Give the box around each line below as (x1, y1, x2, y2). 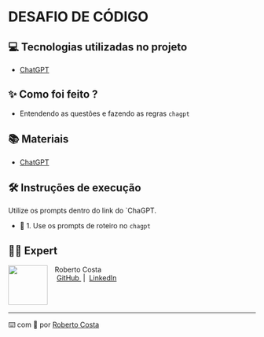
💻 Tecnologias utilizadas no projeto (8, 40, 188, 54)
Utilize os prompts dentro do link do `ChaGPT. (8, 206, 157, 216)
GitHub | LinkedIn (56, 273, 117, 283)
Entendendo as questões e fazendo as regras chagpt (19, 109, 190, 118)
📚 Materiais (8, 132, 69, 146)
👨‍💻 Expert (8, 244, 57, 257)
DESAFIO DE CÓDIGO (8, 8, 149, 26)
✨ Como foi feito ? (8, 87, 98, 102)
